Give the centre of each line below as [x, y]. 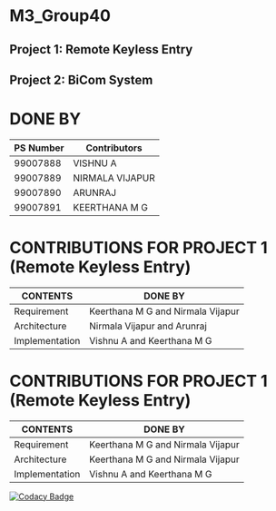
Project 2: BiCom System [81, 79]
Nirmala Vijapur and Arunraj [148, 326]
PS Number [39, 148]
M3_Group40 [60, 16]
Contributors [114, 148]
